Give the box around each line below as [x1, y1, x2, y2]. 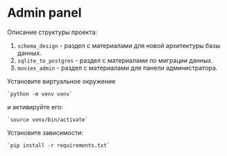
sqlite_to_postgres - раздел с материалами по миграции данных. [17, 56, 213, 64]
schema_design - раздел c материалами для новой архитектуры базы [17, 41, 221, 49]
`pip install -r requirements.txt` [7, 141, 110, 149]
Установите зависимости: [7, 128, 83, 136]
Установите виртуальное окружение [7, 77, 116, 85]
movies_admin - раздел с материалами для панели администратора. [17, 63, 218, 72]
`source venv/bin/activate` [7, 116, 89, 123]
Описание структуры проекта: [7, 28, 98, 36]
